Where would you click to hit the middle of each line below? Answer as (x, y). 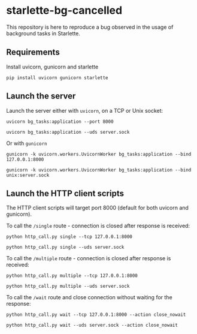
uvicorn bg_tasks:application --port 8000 (60, 121)
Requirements (33, 52)
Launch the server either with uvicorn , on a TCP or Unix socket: (85, 110)
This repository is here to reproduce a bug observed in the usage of (90, 27)
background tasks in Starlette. (43, 33)
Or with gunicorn (27, 143)
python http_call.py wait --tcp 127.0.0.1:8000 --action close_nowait (96, 315)
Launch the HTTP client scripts (65, 193)
